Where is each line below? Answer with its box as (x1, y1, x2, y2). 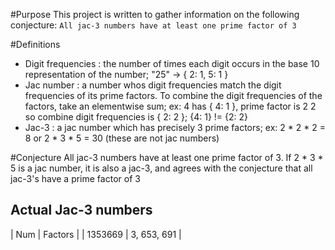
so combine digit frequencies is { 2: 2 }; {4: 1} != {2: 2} (24, 111, 249, 123)
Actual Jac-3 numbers (10, 202, 153, 219)
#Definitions (10, 39, 61, 50)
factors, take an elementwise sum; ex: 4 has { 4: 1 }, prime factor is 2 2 (24, 100, 317, 112)
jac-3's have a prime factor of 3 (10, 173, 141, 184)
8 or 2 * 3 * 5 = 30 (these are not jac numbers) (24, 132, 220, 144)
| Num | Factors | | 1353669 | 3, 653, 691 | (10, 228, 182, 240)
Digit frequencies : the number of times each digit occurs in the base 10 (24, 58, 320, 69)
